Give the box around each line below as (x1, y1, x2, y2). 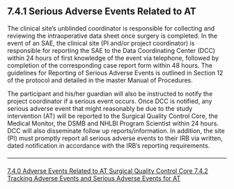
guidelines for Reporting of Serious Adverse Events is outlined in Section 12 (7, 68, 224, 77)
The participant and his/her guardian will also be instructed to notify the (7, 89, 213, 98)
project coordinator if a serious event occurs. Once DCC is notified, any (7, 97, 212, 105)
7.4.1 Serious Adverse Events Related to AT (7, 6, 196, 17)
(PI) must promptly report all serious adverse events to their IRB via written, (7, 134, 223, 142)
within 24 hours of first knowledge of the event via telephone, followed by (7, 54, 219, 62)
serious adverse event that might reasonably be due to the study (7, 104, 193, 112)
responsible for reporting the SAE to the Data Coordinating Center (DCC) (7, 46, 216, 54)
